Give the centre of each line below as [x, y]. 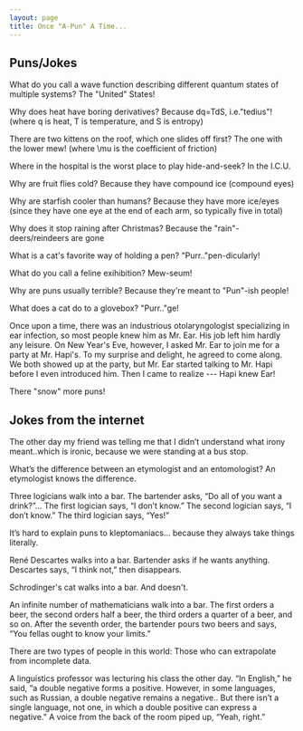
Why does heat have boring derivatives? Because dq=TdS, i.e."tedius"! [141, 112]
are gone [88, 238]
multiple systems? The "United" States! [82, 94]
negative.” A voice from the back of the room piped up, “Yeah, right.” [137, 717]
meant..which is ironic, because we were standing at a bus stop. [129, 452]
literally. [24, 543]
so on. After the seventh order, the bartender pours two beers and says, [143, 624]
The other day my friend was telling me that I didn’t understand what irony [147, 442]
